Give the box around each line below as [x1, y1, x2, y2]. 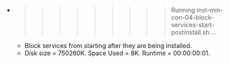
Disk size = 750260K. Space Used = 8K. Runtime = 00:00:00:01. [24, 49, 210, 57]
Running [170, 6, 196, 14]
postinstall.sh [170, 28, 210, 36]
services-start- [170, 21, 215, 29]
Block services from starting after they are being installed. [24, 42, 192, 49]
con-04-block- [170, 13, 215, 22]
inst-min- [196, 6, 224, 14]
